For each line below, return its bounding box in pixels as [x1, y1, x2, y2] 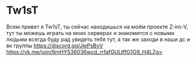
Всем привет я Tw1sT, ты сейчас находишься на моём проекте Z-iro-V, [6, 23, 188, 30]
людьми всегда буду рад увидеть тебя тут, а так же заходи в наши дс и [6, 36, 191, 43]
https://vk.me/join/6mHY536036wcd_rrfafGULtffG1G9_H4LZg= [6, 48, 163, 55]
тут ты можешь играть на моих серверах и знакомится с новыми [6, 29, 174, 36]
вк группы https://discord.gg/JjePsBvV [6, 42, 103, 49]
